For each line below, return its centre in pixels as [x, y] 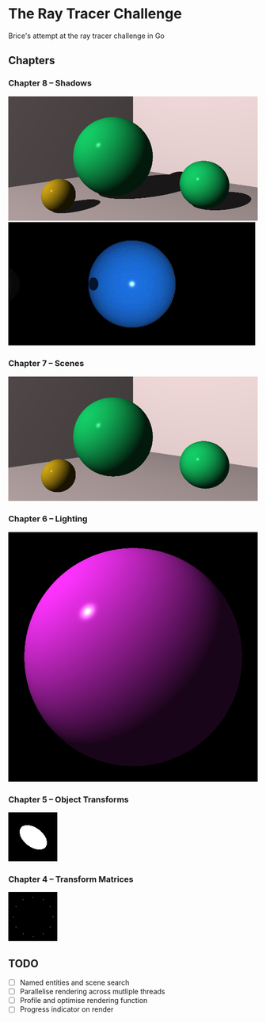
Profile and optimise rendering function [84, 1001]
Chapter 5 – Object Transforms [68, 799]
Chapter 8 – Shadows [50, 83]
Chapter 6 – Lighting [48, 519]
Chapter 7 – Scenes [46, 364]
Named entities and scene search [74, 982]
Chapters [32, 61]
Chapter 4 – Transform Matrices [71, 879]
